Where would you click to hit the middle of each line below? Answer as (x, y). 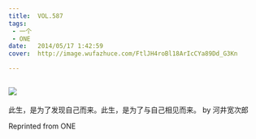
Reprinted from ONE (42, 126)
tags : (17, 24)
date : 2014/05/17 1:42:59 (56, 46)
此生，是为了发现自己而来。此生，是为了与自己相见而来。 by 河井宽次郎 (129, 110)
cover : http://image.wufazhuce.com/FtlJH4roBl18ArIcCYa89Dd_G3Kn (123, 54)
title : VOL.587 (36, 16)
